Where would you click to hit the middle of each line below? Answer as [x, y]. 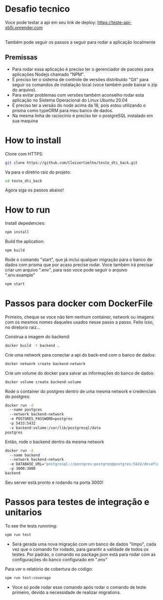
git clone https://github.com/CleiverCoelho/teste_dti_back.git [71, 163]
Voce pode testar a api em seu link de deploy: [51, 22]
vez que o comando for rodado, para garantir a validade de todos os [80, 549]
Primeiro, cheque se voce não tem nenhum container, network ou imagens [80, 317]
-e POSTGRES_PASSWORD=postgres [41, 419]
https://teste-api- [114, 22]
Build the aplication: [25, 241]
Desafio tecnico [38, 9]
